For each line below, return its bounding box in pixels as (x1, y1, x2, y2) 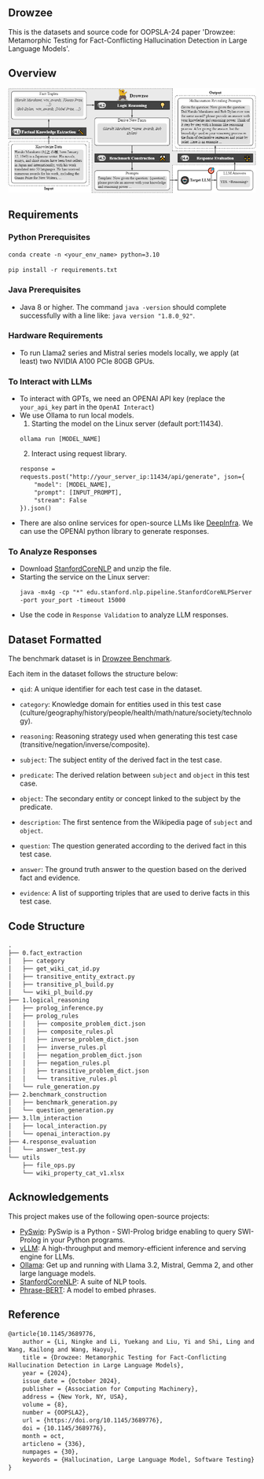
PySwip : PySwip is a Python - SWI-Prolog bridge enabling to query (19, 1227, 236, 1236)
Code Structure (8, 919, 85, 933)
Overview (8, 67, 57, 80)
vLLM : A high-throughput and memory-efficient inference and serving (19, 1243, 247, 1253)
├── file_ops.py (22, 1161, 76, 1170)
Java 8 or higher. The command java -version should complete (19, 302, 226, 311)
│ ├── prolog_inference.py (8, 1004, 104, 1013)
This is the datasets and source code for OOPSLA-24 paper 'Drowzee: (8, 27, 236, 36)
